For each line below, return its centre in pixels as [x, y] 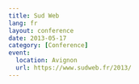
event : [19, 53]
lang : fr [23, 23]
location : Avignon [47, 61]
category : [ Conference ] [48, 46]
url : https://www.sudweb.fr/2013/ [74, 68]
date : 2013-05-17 [38, 38]
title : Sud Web [34, 16]
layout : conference [41, 30]
